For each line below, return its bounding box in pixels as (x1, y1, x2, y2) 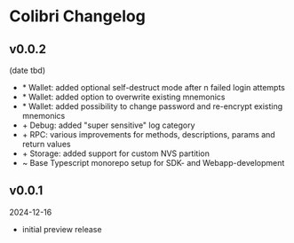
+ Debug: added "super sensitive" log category (21, 120, 195, 130)
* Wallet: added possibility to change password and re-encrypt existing (21, 101, 283, 112)
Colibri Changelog (9, 6, 147, 27)
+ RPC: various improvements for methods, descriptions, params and (21, 129, 275, 139)
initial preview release (21, 223, 102, 234)
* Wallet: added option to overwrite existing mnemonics (21, 91, 226, 102)
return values (21, 139, 71, 149)
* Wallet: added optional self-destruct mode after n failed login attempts (21, 82, 286, 92)
